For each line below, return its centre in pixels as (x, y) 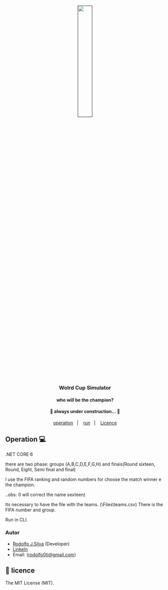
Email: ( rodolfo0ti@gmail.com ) (44, 554)
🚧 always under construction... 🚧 (85, 412)
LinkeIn (20, 549)
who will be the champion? (85, 400)
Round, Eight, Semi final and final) (40, 469)
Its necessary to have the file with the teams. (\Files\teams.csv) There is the (84, 504)
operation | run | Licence (85, 423)
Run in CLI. (17, 519)
